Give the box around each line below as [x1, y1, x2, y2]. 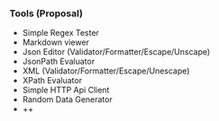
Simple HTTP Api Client [22, 84, 110, 96]
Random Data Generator [22, 94, 113, 105]
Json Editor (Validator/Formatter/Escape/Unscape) [22, 47, 211, 57]
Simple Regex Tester [22, 28, 99, 39]
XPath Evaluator [22, 75, 83, 86]
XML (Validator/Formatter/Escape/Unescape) [22, 65, 190, 76]
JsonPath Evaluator [22, 56, 96, 67]
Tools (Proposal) [9, 7, 84, 20]
